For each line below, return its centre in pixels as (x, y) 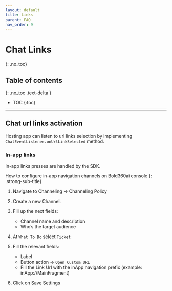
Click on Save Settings (36, 283)
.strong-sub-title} (24, 181)
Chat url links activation (44, 124)
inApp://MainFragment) (45, 273)
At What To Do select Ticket (41, 237)
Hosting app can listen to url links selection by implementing (69, 136)
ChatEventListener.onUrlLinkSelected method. (55, 141)
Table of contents (34, 80)
